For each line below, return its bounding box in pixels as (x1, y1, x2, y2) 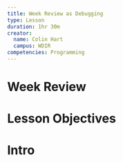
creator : (7, 29, 32, 37)
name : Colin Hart (13, 36, 64, 43)
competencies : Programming (7, 49, 85, 56)
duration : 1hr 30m (7, 23, 60, 30)
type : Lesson (7, 17, 45, 24)
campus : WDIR (13, 42, 51, 49)
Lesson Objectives (7, 111, 116, 127)
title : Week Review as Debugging (7, 10, 104, 17)
